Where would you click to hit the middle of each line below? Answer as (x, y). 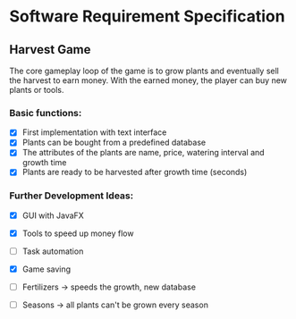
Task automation (53, 251)
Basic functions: (46, 113)
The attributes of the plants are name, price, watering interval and (144, 153)
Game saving (47, 269)
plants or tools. (37, 90)
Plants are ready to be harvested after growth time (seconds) (135, 172)
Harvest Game (50, 50)
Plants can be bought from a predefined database (114, 143)
